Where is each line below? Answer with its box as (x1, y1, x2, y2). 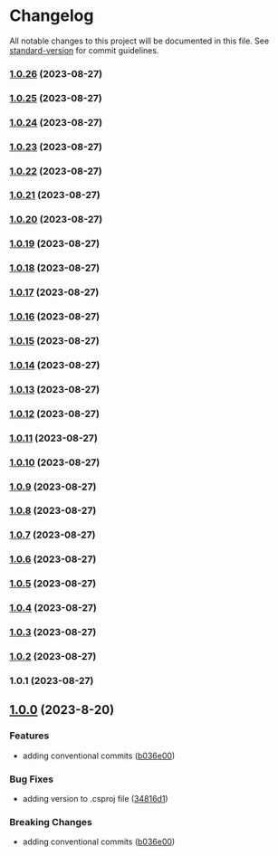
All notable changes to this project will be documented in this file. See (9, 35, 270, 46)
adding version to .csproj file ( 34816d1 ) (22, 793, 169, 804)
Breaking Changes (9, 815, 93, 828)
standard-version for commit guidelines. (9, 44, 159, 55)
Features (9, 729, 50, 742)
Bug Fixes (9, 773, 54, 785)
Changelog (9, 5, 94, 26)
